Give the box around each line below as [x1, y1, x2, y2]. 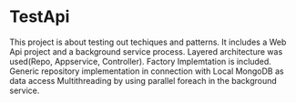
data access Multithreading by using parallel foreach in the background [9, 75, 278, 86]
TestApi [9, 6, 70, 27]
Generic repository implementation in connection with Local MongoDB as [9, 66, 284, 77]
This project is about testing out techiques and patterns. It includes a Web [9, 36, 287, 47]
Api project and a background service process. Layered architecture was [9, 46, 283, 57]
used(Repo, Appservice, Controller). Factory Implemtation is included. [9, 56, 271, 67]
